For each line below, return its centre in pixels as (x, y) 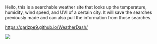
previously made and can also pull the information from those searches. (78, 18)
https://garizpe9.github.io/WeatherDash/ (47, 27)
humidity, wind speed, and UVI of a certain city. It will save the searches (78, 12)
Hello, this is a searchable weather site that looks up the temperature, (76, 7)
